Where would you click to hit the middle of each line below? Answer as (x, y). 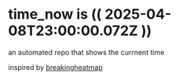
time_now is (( (55, 14)
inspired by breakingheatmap (56, 67)
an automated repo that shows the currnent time (86, 52)
